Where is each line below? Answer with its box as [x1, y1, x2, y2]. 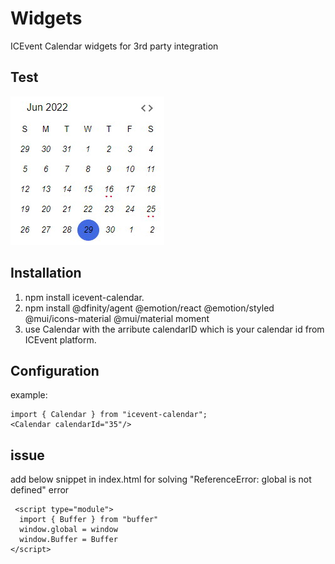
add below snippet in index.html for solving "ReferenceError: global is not [10, 473, 312, 486]
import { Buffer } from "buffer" [19, 515, 159, 525]
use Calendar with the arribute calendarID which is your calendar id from [24, 323, 325, 335]
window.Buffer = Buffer [19, 535, 118, 545]
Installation [10, 265, 82, 282]
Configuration [10, 362, 100, 379]
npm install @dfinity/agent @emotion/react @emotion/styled [24, 302, 275, 314]
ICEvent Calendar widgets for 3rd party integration [10, 40, 219, 52]
